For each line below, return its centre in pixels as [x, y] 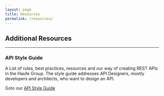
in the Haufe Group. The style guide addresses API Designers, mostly [75, 74]
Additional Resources [38, 38]
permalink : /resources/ [29, 19]
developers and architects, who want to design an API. [60, 79]
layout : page [18, 10]
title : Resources [23, 14]
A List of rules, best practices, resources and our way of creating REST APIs [82, 68]
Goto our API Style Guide [30, 88]
